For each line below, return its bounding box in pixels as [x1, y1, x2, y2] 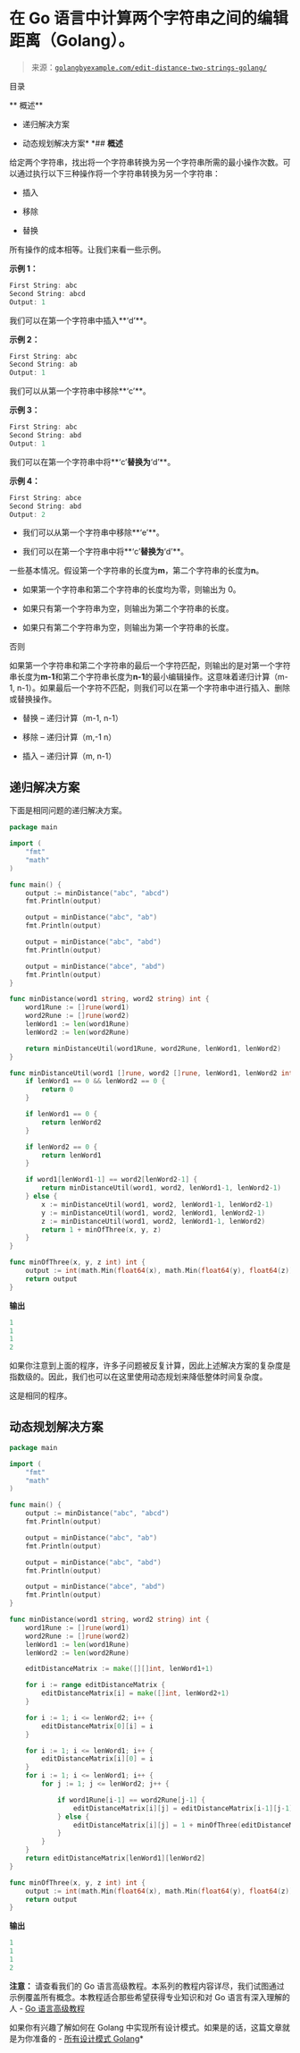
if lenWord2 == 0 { [25, 1142, 98, 1151]
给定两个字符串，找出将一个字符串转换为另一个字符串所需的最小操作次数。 [9, 157, 283, 167]
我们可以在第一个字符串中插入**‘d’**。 [9, 315, 152, 326]
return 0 [41, 1085, 74, 1094]
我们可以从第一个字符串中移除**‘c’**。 [9, 386, 152, 396]
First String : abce [9, 493, 82, 502]
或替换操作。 [9, 694, 56, 705]
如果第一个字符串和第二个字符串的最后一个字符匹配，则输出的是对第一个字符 [9, 660, 291, 671]
